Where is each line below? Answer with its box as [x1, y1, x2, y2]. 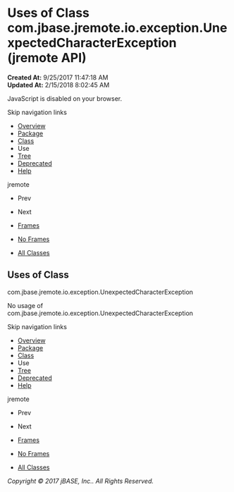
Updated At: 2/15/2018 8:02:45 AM [7, 80, 110, 89]
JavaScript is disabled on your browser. [7, 94, 123, 103]
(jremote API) [7, 50, 87, 66]
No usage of [7, 301, 44, 309]
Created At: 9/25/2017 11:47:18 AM [7, 73, 109, 82]
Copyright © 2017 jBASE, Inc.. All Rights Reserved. [7, 476, 154, 485]
